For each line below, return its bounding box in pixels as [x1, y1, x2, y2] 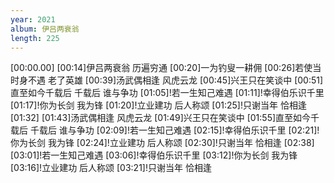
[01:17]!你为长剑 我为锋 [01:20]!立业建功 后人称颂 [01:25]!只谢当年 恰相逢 [10, 99, 307, 111]
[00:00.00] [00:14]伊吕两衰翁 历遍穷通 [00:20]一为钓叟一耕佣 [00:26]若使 [10, 62, 313, 74]
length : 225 [10, 33, 60, 43]
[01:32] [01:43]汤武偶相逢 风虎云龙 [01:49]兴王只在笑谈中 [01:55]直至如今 [10, 112, 312, 124]
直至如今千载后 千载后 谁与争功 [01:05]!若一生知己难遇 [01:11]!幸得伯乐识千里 [10, 87, 325, 99]
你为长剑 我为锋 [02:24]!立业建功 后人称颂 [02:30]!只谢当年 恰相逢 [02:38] [10, 137, 315, 149]
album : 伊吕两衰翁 [10, 24, 80, 34]
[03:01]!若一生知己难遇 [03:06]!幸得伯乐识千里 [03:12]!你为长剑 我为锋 [10, 149, 298, 161]
